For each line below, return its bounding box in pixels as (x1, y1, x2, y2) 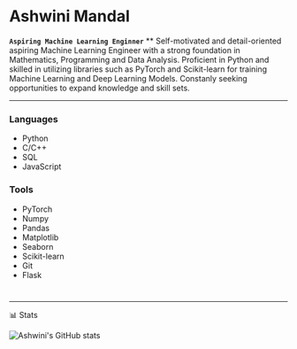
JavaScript (21, 161, 62, 172)
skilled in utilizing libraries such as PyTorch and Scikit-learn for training (9, 64, 268, 74)
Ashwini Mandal (9, 6, 131, 27)
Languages (9, 112, 59, 125)
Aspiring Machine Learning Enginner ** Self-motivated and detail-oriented (9, 35, 282, 46)
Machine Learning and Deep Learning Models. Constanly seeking (9, 73, 247, 83)
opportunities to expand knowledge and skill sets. (9, 82, 190, 93)
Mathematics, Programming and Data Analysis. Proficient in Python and (9, 54, 270, 65)
